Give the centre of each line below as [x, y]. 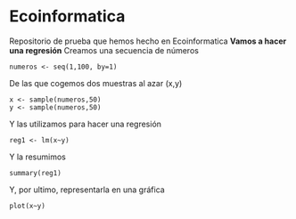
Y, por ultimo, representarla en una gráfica [87, 190]
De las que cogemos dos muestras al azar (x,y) [96, 83]
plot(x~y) [28, 206]
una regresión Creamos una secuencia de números [104, 50]
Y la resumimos [38, 157]
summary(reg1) [36, 173]
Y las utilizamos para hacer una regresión [86, 124]
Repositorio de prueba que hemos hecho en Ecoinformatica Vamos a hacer [148, 41]
